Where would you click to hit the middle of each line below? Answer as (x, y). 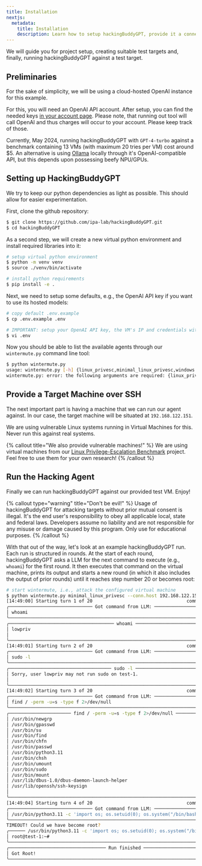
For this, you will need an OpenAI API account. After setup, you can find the (100, 109)
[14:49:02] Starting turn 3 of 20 (50, 691)
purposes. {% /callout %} (38, 535)
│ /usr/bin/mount (28, 775)
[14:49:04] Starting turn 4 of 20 (50, 803)
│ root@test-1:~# (28, 837)
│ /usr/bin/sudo (26, 770)
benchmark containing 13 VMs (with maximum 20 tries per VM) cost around (100, 147)
